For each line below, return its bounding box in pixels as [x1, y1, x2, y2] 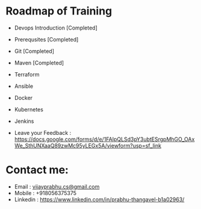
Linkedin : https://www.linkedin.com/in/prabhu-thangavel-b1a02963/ [14, 196, 185, 203]
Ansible [14, 83, 34, 90]
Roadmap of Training [5, 4, 113, 18]
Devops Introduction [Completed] [14, 24, 97, 31]
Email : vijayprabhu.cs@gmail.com [14, 182, 100, 190]
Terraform [14, 70, 40, 78]
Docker [14, 94, 33, 101]
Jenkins [14, 117, 34, 125]
